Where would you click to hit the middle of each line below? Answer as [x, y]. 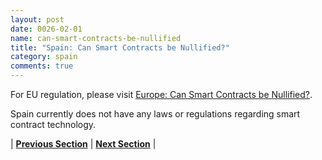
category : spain [44, 57]
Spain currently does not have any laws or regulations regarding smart [155, 114]
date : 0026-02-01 [46, 29]
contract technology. [53, 124]
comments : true [42, 66]
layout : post [37, 19]
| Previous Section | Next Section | [83, 144]
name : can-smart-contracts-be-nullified [96, 38]
